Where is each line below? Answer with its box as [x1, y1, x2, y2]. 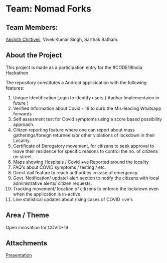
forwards [13, 110, 32, 116]
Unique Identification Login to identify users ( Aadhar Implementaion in [13, 94, 159, 101]
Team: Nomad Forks [6, 3, 92, 15]
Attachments [6, 239, 48, 247]
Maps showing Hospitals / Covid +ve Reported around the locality [13, 159, 149, 165]
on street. [13, 153, 33, 159]
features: [6, 85, 25, 91]
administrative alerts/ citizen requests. [13, 180, 92, 186]
